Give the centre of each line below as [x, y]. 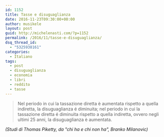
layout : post [19, 29]
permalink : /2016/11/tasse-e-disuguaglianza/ [53, 38]
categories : [18, 52]
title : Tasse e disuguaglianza [38, 15]
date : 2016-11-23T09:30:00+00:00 [40, 19]
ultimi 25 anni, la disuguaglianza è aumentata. [65, 119]
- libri [18, 80]
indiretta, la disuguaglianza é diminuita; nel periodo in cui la [79, 109]
